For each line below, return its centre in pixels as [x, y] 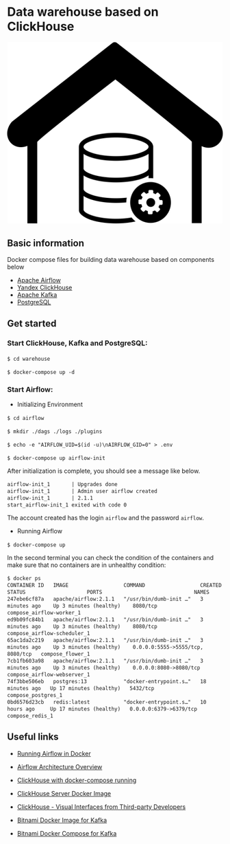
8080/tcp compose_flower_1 [49, 654]
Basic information [46, 243]
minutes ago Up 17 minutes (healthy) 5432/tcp [81, 689]
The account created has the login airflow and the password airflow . [105, 518]
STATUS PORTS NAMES [108, 592]
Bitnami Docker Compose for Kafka [67, 833]
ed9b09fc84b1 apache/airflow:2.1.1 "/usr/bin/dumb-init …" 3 [105, 620]
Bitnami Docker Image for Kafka [62, 820]
